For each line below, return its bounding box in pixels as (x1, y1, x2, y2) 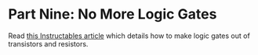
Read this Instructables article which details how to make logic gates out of (8, 31, 251, 40)
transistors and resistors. (8, 39, 89, 48)
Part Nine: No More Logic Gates (8, 5, 217, 23)
